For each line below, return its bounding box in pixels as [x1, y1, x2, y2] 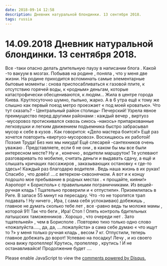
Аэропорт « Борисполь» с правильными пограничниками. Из [5, 182, 137, 188]
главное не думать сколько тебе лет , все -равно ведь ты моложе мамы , [5, 203, 163, 209]
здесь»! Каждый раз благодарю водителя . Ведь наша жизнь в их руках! [5, 166, 160, 172]
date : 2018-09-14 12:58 [5, 7, 55, 12]
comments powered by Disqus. [82, 255, 146, 261]
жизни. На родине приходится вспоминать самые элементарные [5, 76, 145, 82]
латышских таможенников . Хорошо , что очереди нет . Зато [5, 214, 135, 220]
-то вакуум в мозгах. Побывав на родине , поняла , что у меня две [5, 70, 148, 76]
